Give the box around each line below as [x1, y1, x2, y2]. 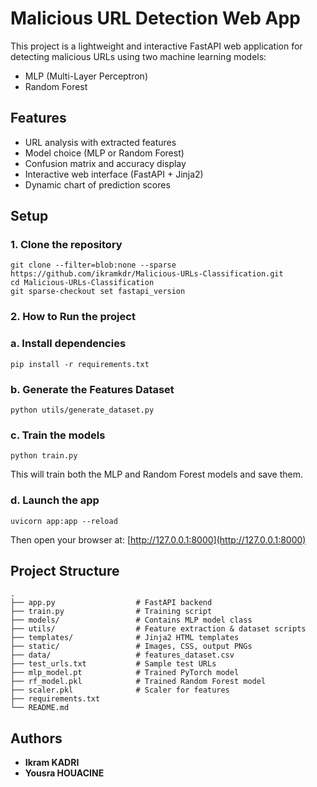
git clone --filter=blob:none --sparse [10, 260, 177, 271]
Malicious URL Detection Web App [10, 7, 301, 30]
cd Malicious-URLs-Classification [10, 278, 155, 288]
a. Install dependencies [10, 337, 127, 351]
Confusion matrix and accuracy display [24, 157, 187, 169]
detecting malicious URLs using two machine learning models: [10, 50, 267, 62]
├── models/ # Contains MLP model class [10, 615, 253, 626]
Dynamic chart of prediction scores [24, 178, 171, 191]
